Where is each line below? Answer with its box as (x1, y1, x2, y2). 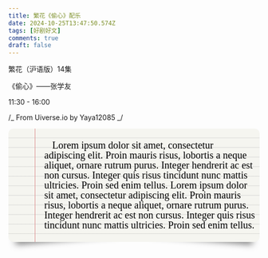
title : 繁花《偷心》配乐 (8, 11, 81, 20)
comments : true (8, 34, 59, 42)
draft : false (8, 42, 52, 50)
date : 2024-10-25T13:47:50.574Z (8, 19, 116, 27)
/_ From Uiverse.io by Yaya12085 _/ (8, 113, 124, 122)
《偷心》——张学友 (8, 81, 72, 91)
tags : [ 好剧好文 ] (8, 26, 61, 34)
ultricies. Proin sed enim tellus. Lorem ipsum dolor (44, 179, 248, 191)
